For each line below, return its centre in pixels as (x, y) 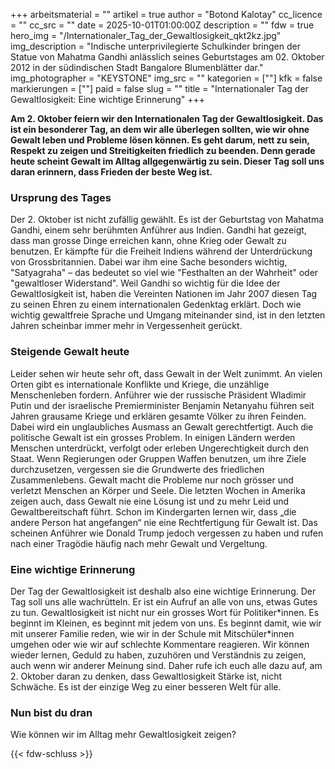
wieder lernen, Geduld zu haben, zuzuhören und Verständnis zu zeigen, (158, 655)
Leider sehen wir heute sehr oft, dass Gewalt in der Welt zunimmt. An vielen (166, 373)
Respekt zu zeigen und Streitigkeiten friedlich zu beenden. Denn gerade (163, 150)
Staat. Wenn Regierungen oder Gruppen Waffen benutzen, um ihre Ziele (158, 458)
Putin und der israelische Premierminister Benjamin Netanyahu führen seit (162, 405)
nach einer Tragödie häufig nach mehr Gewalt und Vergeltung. (139, 543)
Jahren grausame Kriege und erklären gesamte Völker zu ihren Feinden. (158, 416)
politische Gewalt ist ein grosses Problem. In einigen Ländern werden (153, 437)
